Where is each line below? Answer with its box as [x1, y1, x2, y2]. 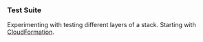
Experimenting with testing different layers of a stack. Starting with [7, 21, 196, 29]
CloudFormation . [7, 28, 55, 36]
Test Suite [7, 5, 42, 15]
